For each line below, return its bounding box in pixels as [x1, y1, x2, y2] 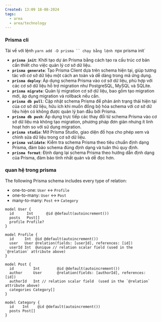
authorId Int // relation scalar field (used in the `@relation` [9, 279, 150, 284]
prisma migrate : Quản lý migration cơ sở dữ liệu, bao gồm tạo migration [12, 88, 155, 93]
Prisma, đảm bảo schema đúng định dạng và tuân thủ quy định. [12, 144, 139, 150]
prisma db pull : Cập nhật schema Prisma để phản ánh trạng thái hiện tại [12, 98, 157, 104]
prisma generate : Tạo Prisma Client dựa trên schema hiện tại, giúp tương [12, 67, 157, 73]
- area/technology [9, 20, 47, 26]
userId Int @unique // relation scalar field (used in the [9, 245, 133, 250]
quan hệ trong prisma [5, 167, 57, 173]
